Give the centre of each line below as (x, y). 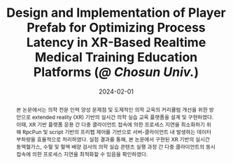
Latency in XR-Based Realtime (116, 43)
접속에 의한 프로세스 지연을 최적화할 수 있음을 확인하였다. (82, 154)
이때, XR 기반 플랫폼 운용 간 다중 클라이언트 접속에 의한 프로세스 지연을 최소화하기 (111, 125)
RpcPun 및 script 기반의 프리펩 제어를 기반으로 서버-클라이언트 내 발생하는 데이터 (117, 132)
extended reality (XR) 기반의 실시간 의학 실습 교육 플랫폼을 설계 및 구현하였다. (123, 117)
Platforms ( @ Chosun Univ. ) (116, 72)
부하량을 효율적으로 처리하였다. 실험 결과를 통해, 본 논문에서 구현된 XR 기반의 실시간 (113, 139)
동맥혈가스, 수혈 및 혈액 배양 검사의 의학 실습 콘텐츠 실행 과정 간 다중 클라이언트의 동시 (115, 147)
